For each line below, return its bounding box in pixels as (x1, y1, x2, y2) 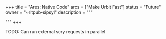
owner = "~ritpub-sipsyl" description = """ (5, 9, 93, 15)
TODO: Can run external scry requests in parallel (5, 29, 106, 34)
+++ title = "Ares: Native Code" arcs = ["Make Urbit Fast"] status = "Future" (5, 4, 161, 10)
